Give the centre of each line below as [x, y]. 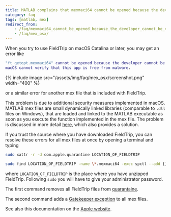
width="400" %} [23, 83]
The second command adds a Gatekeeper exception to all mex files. [77, 199]
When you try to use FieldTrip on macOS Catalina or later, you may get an [82, 48]
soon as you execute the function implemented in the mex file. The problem [84, 119]
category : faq [20, 15]
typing [12, 145]
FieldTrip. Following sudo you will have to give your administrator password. [84, 179]
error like [15, 54]
